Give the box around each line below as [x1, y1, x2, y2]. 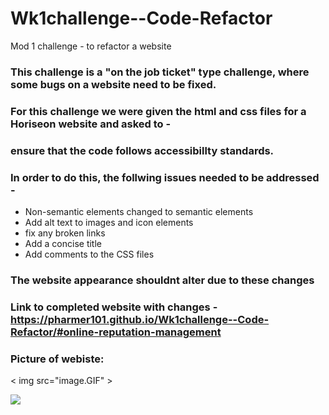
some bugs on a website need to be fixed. [10, 77, 217, 91]
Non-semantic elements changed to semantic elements [24, 206, 254, 217]
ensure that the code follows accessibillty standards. [10, 143, 275, 157]
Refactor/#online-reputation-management [10, 325, 222, 339]
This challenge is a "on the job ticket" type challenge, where [10, 65, 310, 79]
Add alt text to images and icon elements [24, 217, 194, 228]
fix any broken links [24, 227, 106, 239]
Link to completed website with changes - [10, 300, 218, 314]
